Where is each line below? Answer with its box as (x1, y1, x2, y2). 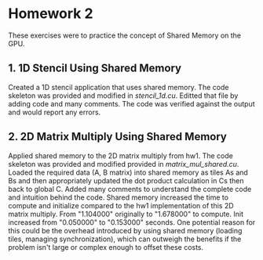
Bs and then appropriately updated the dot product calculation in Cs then (8, 175, 245, 185)
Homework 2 (8, 5, 93, 23)
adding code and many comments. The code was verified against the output (8, 99, 255, 108)
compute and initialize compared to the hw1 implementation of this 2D (8, 200, 234, 210)
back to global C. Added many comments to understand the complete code (8, 184, 252, 193)
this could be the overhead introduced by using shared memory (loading (8, 226, 243, 235)
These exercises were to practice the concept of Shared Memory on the (8, 31, 242, 40)
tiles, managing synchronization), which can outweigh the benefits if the (8, 234, 242, 244)
